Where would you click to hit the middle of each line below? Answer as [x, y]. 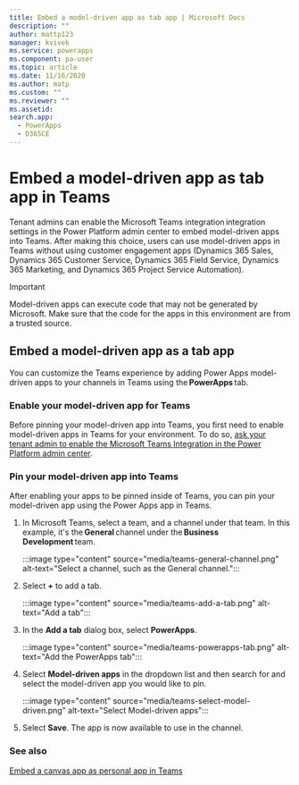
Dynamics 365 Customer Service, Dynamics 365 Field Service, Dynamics [144, 259]
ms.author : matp [39, 84]
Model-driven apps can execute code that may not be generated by [134, 304]
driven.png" [44, 711]
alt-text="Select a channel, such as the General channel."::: [131, 569]
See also [28, 751]
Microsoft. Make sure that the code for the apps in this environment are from [150, 313]
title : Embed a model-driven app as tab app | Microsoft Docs [127, 17]
